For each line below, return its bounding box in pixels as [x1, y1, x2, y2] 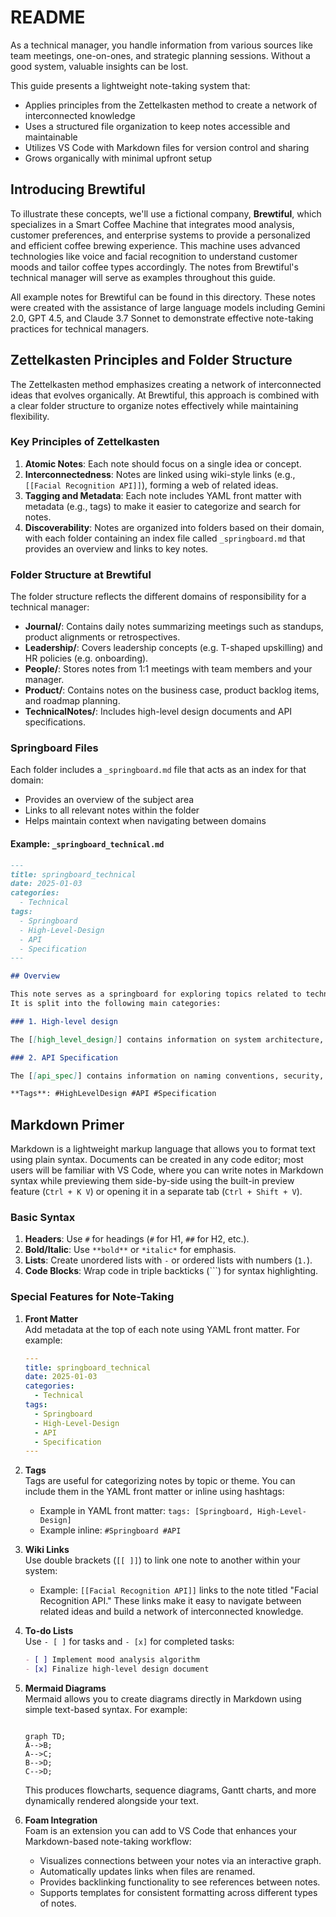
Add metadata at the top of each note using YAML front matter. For [24, 1323, 301, 1335]
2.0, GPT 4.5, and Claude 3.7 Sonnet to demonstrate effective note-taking [10, 312, 314, 324]
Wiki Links [24, 1544, 70, 1556]
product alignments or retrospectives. [24, 631, 181, 643]
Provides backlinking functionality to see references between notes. [39, 1876, 321, 1888]
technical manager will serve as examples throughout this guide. [10, 271, 276, 283]
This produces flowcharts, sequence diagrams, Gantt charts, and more [24, 1784, 317, 1796]
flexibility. [10, 410, 50, 422]
